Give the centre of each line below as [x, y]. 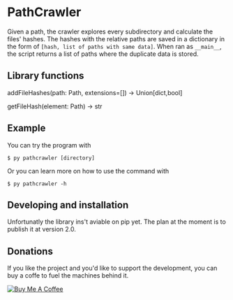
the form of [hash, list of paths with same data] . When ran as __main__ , [114, 46]
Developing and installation [68, 205]
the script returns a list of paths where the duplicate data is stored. [103, 54]
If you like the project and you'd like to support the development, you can [112, 268]
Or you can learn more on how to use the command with [88, 171]
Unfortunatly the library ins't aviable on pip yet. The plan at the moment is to [117, 222]
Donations [30, 251]
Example [27, 128]
